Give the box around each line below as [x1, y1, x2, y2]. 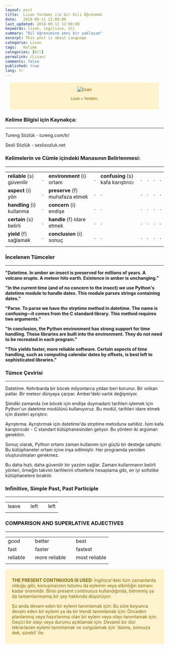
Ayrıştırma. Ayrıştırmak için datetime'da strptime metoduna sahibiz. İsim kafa [5, 421, 164, 427]
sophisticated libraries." [5, 357, 57, 363]
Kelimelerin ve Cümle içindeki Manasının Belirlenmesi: [5, 154, 141, 161]
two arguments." [5, 315, 41, 322]
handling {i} [8, 201, 36, 208]
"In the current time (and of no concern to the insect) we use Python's [5, 285, 155, 291]
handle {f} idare [48, 216, 86, 223]
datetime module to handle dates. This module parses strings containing [5, 290, 160, 296]
